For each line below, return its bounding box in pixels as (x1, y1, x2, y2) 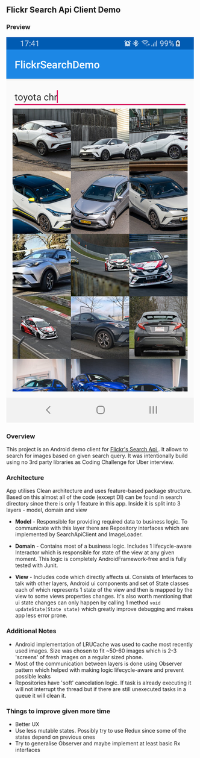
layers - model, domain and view (6, 506, 87, 514)
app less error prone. (14, 612, 67, 619)
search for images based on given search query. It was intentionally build (6, 452, 188, 459)
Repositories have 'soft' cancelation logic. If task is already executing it (14, 679, 192, 686)
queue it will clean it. (14, 692, 66, 699)
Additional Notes (6, 627, 57, 635)
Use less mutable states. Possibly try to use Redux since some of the (14, 727, 187, 734)
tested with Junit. (14, 562, 58, 569)
